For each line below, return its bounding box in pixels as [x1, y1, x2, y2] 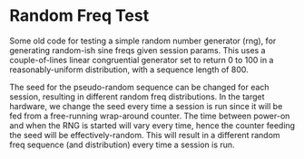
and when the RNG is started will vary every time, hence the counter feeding [9, 119, 296, 131]
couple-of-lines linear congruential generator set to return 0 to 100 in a [9, 54, 274, 65]
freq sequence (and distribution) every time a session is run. [9, 139, 235, 150]
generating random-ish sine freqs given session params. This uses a [9, 44, 266, 55]
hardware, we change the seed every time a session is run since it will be [9, 100, 283, 111]
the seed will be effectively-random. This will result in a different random [9, 129, 280, 140]
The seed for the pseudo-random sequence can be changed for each [9, 81, 270, 92]
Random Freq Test [9, 5, 150, 26]
